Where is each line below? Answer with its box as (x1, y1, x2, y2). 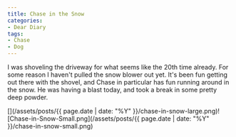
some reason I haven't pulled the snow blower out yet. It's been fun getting (7, 70, 228, 79)
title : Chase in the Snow (7, 10, 84, 18)
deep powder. (7, 93, 48, 102)
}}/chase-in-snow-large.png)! (133, 107, 220, 115)
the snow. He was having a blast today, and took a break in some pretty (7, 86, 217, 94)
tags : (7, 30, 24, 38)
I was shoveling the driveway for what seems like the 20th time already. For (7, 63, 229, 71)
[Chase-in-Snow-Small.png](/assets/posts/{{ (7, 114, 140, 123)
